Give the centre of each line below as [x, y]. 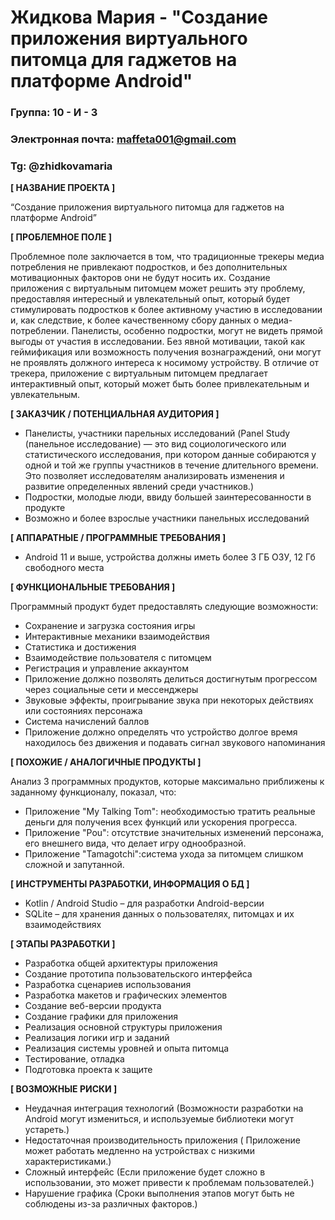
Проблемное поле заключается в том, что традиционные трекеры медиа [167, 257]
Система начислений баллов [87, 722]
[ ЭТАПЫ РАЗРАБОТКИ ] [63, 944]
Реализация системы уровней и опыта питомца [127, 1048]
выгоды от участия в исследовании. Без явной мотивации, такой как [158, 342]
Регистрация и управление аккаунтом [106, 668]
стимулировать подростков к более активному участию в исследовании [166, 310]
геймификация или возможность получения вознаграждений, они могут [166, 352]
